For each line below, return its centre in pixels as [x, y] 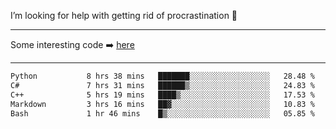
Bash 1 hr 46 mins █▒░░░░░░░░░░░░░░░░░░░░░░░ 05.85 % [162, 113]
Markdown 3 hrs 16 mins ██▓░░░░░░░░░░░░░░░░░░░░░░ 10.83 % [162, 104]
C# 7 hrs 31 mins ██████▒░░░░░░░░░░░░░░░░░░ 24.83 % [162, 85]
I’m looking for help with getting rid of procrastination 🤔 [124, 15]
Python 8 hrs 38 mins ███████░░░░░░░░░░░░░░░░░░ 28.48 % [162, 76]
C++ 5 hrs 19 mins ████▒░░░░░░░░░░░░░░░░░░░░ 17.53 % [162, 95]
